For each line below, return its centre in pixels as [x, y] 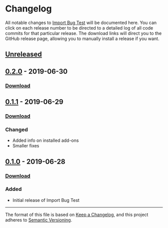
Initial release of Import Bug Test [46, 200]
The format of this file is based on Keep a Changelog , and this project [77, 214]
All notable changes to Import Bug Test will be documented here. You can [81, 23]
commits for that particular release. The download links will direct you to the [83, 33]
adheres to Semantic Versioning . [39, 220]
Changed [17, 129]
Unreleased [24, 54]
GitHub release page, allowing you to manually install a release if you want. [82, 39]
